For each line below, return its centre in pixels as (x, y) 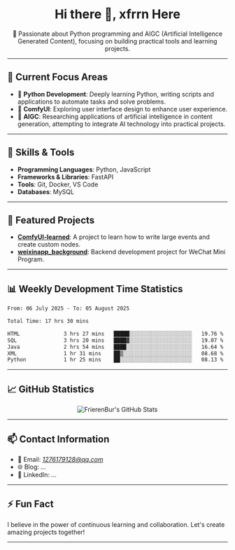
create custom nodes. (49, 245)
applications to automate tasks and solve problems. (92, 102)
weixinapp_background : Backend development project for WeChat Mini (121, 252)
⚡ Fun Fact (30, 504)
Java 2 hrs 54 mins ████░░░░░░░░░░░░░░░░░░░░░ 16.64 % (115, 347)
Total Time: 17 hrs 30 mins (48, 322)
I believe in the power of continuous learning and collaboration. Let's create (116, 524)
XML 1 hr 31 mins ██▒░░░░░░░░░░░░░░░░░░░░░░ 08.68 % (115, 353)
